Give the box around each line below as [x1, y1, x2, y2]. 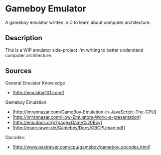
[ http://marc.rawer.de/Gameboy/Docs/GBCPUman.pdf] [12, 125, 126, 131]
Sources [5, 67, 32, 75]
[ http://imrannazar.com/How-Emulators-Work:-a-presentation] [12, 114, 141, 120]
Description [5, 34, 42, 42]
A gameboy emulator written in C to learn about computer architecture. [5, 19, 151, 25]
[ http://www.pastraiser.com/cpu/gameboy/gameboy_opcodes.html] [12, 144, 151, 150]
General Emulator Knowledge [5, 80, 65, 86]
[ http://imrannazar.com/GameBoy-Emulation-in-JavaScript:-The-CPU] [12, 109, 157, 115]
